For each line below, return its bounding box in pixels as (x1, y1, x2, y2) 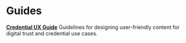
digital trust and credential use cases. (6, 29, 98, 37)
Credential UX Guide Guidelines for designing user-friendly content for (6, 24, 180, 31)
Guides (6, 4, 43, 18)
